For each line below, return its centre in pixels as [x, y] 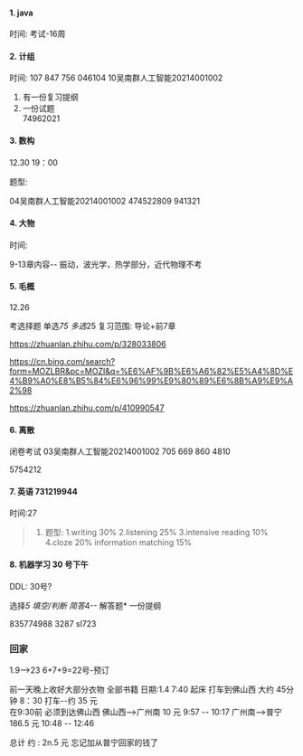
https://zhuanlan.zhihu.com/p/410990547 [87, 408]
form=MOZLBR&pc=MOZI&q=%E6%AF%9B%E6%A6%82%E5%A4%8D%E [151, 372]
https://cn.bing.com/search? [62, 362]
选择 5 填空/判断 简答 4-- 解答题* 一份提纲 [85, 605]
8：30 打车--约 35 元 [58, 700]
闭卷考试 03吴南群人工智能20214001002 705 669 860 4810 [120, 451]
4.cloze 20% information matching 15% [118, 543]
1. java [21, 13]
